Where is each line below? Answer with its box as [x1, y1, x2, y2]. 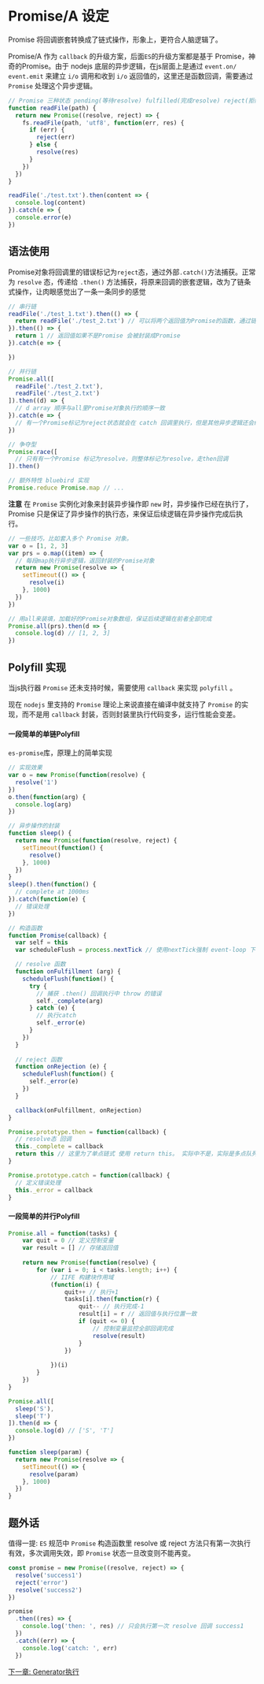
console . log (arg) [15, 801, 72, 809]
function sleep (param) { [8, 1448, 90, 1456]
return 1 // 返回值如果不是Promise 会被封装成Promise [15, 332, 181, 340]
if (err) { [28, 126, 65, 134]
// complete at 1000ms [15, 888, 90, 896]
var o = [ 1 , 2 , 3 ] [8, 541, 68, 550]
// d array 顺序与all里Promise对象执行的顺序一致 [15, 404, 166, 412]
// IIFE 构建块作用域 [49, 1273, 114, 1281]
